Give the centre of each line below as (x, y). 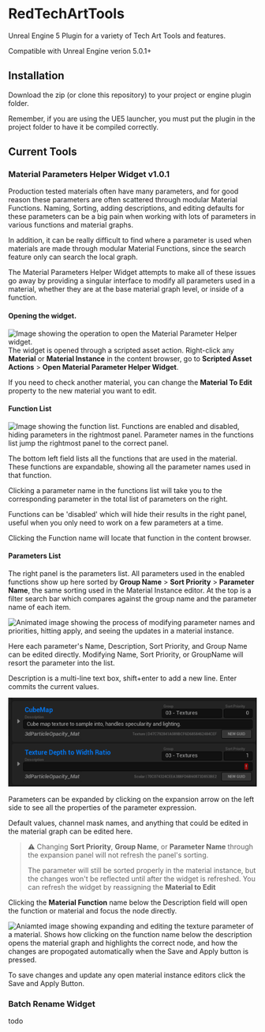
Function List (30, 409)
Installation (36, 76)
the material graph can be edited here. (70, 831)
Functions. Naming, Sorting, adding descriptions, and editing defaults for (126, 208)
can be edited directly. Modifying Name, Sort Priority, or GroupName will (126, 655)
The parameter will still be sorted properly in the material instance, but (142, 871)
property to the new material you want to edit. (82, 390)
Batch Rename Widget (52, 1004)
